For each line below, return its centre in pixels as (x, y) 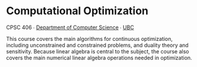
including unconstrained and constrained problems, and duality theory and (97, 45)
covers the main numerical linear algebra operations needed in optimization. (99, 58)
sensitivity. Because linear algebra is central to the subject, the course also (98, 51)
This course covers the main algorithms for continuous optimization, (90, 39)
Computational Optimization (77, 11)
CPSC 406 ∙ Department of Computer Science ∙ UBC (70, 27)
